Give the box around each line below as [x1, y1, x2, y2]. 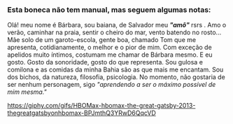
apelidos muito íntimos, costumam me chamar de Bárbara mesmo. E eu [7, 50, 213, 59]
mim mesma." [7, 88, 47, 96]
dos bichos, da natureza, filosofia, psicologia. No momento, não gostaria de [7, 73, 225, 81]
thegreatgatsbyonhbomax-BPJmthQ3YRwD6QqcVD [7, 109, 156, 117]
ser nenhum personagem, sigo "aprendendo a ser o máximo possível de [7, 81, 216, 89]
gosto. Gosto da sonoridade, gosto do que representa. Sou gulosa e [7, 58, 203, 67]
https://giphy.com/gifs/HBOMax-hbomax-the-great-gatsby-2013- [7, 102, 196, 110]
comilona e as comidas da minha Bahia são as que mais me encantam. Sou [7, 65, 224, 74]
